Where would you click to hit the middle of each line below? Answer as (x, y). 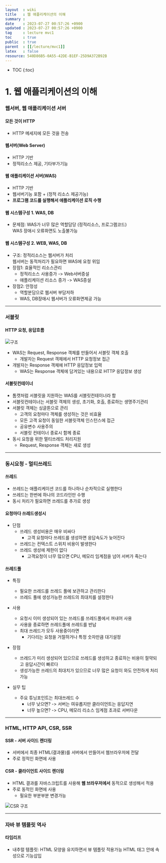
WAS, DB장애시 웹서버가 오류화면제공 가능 (61, 298)
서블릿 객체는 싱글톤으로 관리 (40, 408)
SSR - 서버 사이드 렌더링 (28, 740)
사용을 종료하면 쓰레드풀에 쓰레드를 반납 (58, 625)
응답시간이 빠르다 (41, 664)
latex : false (22, 51)
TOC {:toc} (23, 70)
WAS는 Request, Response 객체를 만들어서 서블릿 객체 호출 (70, 353)
